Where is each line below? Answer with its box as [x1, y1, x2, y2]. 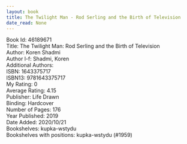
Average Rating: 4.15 [6, 87, 57, 94]
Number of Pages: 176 [6, 106, 61, 114]
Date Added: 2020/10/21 [6, 119, 67, 126]
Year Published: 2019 [6, 112, 59, 120]
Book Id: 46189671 [6, 36, 52, 44]
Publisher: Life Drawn [6, 93, 59, 100]
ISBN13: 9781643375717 [6, 74, 66, 81]
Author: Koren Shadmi [6, 49, 61, 56]
